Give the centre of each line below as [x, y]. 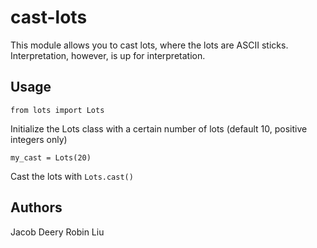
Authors [36, 207]
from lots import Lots [57, 110]
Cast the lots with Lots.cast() [72, 176]
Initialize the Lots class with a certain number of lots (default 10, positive [159, 128]
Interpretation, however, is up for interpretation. [108, 55]
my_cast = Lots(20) [51, 157]
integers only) [39, 139]
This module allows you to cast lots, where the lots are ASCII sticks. [149, 45]
